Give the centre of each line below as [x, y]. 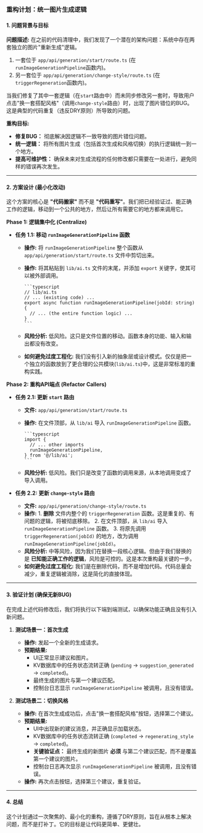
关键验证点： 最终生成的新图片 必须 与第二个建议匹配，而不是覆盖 [115, 751]
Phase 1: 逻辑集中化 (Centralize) [47, 222]
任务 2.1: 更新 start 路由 [44, 397]
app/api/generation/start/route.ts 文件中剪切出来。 [91, 256]
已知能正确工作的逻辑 [58, 559]
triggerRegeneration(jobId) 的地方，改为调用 [81, 536]
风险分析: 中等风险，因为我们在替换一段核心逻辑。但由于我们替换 [105, 552]
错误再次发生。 [44, 167]
